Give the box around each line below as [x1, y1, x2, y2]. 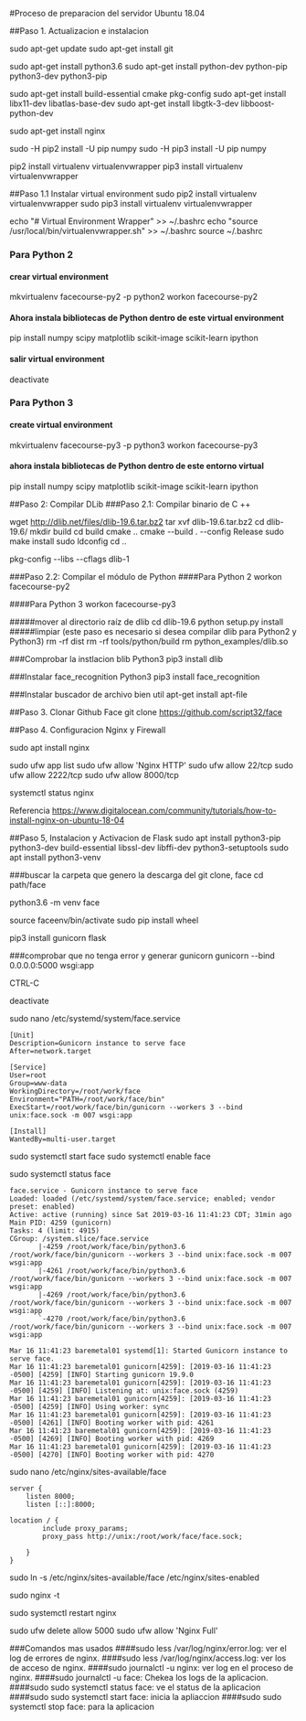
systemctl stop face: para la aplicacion [9, 1701, 155, 1712]
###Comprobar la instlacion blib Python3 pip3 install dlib [9, 653, 224, 664]
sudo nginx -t [9, 1589, 60, 1600]
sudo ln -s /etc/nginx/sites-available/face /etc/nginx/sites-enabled [9, 1572, 260, 1583]
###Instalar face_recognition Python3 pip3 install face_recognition [9, 671, 260, 682]
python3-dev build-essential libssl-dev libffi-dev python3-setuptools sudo [9, 841, 290, 853]
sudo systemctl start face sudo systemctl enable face [9, 1150, 212, 1161]
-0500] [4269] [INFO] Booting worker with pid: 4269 [9, 1434, 215, 1443]
